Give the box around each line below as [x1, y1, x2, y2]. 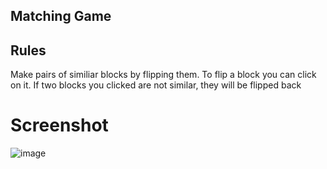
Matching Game [10, 8, 112, 25]
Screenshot [10, 114, 109, 137]
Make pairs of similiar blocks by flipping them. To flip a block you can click [10, 69, 317, 81]
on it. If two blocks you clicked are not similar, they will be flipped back [10, 79, 302, 91]
